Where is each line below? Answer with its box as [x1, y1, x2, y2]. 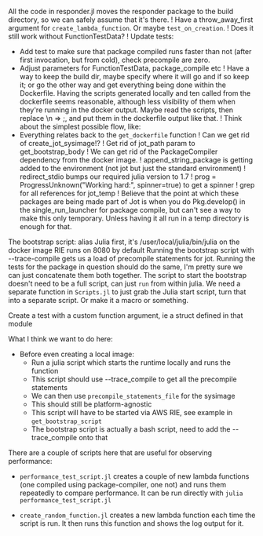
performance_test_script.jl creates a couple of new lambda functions [19, 472, 250, 481]
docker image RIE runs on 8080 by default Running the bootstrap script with [8, 246, 255, 254]
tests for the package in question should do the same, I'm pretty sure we [8, 262, 243, 272]
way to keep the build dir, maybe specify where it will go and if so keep [19, 72, 250, 81]
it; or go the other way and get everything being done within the [19, 80, 226, 89]
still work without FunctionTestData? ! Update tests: [8, 31, 174, 41]
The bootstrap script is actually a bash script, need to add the [31, 425, 231, 434]
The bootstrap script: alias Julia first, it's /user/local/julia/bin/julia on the [8, 237, 240, 246]
